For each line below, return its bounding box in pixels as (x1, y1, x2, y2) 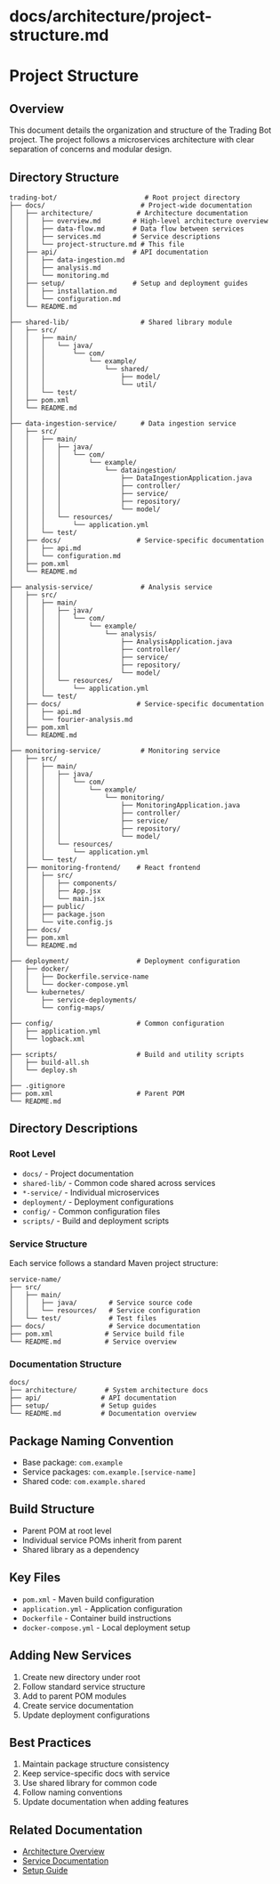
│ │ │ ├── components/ (9, 879, 117, 888)
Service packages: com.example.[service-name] (21, 1466, 197, 1477)
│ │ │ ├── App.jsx (9, 887, 101, 896)
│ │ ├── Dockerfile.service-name (9, 972, 149, 981)
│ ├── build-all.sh (9, 1058, 90, 1067)
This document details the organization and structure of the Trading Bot (9, 125, 272, 135)
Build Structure (9, 1502, 95, 1517)
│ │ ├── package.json (9, 910, 105, 919)
